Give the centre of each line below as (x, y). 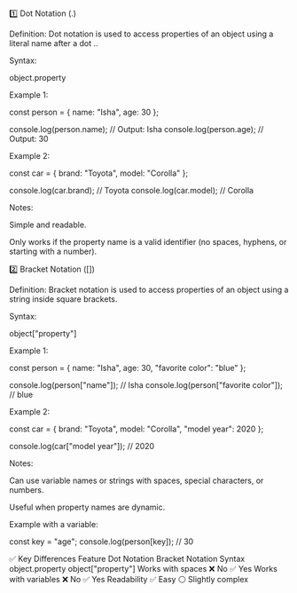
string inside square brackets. (63, 299)
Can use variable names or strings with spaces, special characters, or (137, 480)
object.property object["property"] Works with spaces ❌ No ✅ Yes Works (143, 569)
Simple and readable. (48, 225)
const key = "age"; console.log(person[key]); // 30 (102, 542)
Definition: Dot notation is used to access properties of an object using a (141, 34)
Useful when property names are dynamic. (87, 507)
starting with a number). (53, 251)
